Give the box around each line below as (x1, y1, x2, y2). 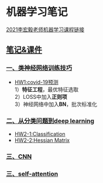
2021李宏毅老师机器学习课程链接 (6, 26, 85, 33)
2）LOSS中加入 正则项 (14, 93, 67, 100)
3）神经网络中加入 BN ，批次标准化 (14, 101, 98, 108)
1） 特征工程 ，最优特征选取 (14, 86, 79, 93)
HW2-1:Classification (14, 130, 66, 137)
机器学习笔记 (6, 5, 68, 19)
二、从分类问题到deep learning (6, 117, 95, 125)
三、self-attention (6, 169, 59, 178)
